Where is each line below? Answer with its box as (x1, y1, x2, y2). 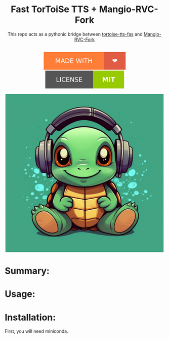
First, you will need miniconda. (5, 328, 69, 334)
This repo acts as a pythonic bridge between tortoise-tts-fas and (8, 31, 143, 37)
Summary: (5, 265, 50, 277)
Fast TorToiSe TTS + (11, 4, 97, 15)
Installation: (5, 312, 56, 323)
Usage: (5, 288, 36, 300)
